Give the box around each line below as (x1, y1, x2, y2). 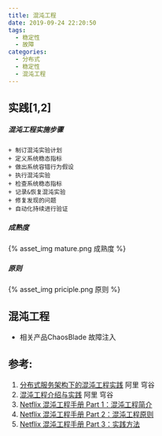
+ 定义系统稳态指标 (8, 154, 63, 162)
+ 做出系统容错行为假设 (8, 163, 75, 171)
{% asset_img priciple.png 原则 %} (8, 284, 121, 294)
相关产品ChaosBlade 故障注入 (19, 332, 116, 342)
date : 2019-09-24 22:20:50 (8, 19, 97, 27)
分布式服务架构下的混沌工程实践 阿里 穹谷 (19, 379, 155, 390)
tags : (8, 26, 26, 34)
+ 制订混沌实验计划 (8, 146, 63, 154)
